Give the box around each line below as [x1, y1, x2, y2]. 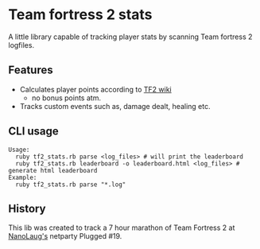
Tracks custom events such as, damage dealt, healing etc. [19, 101, 211, 111]
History [8, 201, 46, 216]
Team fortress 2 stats [8, 6, 153, 24]
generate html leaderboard [8, 166, 98, 174]
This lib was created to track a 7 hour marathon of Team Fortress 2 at [8, 223, 235, 232]
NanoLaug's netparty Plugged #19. [8, 231, 122, 241]
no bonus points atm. [31, 93, 102, 103]
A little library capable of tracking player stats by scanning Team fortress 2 [8, 32, 253, 41]
